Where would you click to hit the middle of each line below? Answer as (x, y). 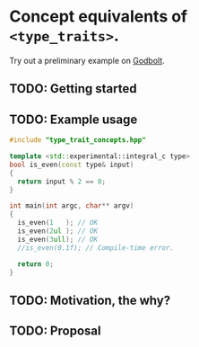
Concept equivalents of (99, 17)
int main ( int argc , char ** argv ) (72, 206)
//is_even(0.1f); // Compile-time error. (96, 248)
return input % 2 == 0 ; (61, 182)
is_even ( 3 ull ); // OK (58, 239)
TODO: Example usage (74, 119)
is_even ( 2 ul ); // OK (58, 231)
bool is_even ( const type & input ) (72, 165)
